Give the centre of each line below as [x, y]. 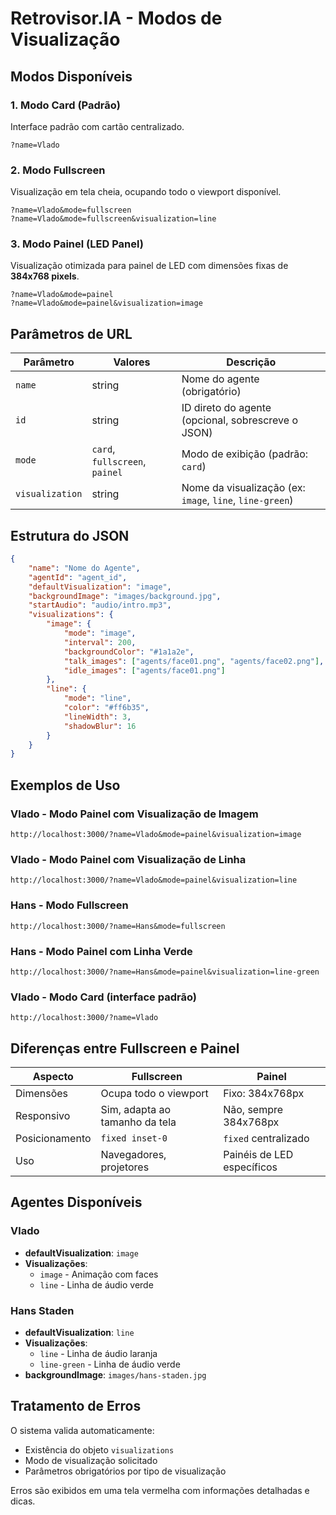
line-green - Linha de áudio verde [110, 1364]
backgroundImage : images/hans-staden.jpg [115, 1375]
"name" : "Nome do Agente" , [84, 568]
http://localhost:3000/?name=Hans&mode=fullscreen [118, 926]
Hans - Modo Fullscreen [69, 905]
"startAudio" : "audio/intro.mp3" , [100, 605]
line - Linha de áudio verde [96, 1284]
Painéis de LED [258, 1155]
